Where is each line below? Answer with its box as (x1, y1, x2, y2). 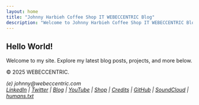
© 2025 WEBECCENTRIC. (6, 68, 70, 76)
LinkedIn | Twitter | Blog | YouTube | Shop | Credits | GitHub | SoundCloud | (6, 86, 189, 93)
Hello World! (6, 41, 53, 51)
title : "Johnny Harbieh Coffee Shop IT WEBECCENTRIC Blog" (6, 14, 155, 20)
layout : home (6, 8, 38, 15)
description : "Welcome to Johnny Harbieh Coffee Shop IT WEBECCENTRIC (6, 19, 184, 25)
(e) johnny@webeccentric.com (6, 80, 82, 87)
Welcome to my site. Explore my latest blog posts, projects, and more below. (6, 57, 192, 64)
